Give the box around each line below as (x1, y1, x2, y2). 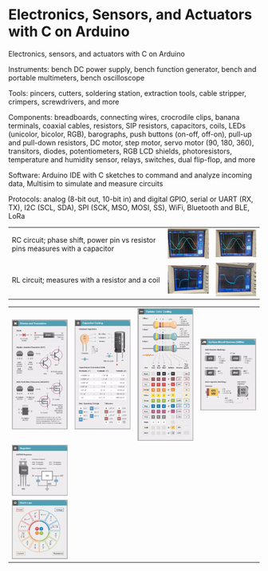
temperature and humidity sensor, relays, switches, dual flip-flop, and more (8, 154, 256, 165)
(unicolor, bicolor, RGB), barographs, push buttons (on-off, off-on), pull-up (8, 129, 253, 139)
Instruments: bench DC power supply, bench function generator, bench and (8, 64, 257, 73)
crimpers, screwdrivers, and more (8, 97, 120, 106)
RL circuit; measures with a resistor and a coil (11, 276, 160, 285)
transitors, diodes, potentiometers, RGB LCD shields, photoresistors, (8, 146, 233, 156)
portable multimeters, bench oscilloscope (8, 73, 145, 82)
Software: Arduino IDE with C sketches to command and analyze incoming (8, 170, 253, 180)
